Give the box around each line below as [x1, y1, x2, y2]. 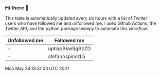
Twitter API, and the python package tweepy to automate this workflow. [5, 26, 148, 31]
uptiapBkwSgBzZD [48, 46, 91, 52]
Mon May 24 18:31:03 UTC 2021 [5, 65, 69, 72]
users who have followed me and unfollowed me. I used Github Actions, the [5, 20, 157, 26]
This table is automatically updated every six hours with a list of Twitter [5, 15, 147, 21]
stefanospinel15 [48, 53, 86, 60]
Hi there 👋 [5, 4, 29, 11]
